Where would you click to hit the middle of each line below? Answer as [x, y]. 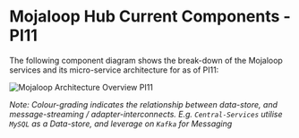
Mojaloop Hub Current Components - [150, 17]
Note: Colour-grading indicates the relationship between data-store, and [144, 104]
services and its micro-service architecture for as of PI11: [114, 70]
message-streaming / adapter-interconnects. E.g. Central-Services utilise [146, 114]
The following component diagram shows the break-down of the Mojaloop [146, 60]
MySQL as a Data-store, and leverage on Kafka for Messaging [121, 124]
